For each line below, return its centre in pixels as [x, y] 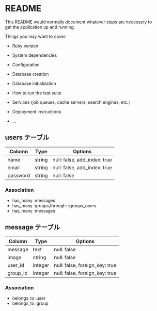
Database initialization [34, 83]
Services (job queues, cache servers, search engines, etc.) [71, 102]
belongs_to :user [29, 298]
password [19, 175]
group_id [17, 273]
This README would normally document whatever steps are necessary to [78, 22]
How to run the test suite [37, 93]
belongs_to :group [30, 303]
